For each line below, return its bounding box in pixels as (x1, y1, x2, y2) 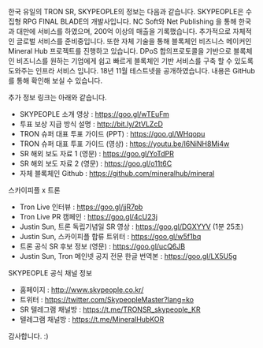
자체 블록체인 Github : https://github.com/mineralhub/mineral (19, 169, 215, 178)
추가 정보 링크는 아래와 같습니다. (8, 93, 108, 102)
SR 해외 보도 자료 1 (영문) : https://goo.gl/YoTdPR (19, 149, 175, 158)
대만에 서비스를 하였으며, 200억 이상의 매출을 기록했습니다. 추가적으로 (16, 27, 232, 36)
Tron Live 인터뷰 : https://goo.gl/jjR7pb (19, 202, 143, 211)
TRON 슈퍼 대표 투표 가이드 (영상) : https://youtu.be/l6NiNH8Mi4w (19, 139, 230, 148)
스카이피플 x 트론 (8, 185, 61, 195)
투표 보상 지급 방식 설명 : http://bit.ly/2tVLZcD (19, 119, 164, 129)
